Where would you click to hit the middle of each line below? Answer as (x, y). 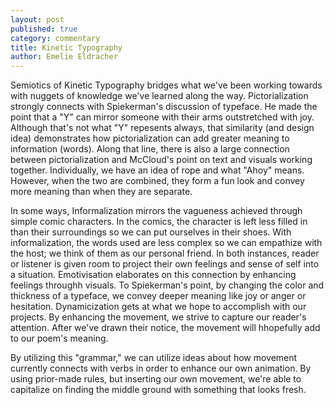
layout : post (37, 19)
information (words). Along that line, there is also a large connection (150, 149)
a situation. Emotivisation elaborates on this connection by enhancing (153, 275)
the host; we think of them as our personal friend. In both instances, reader (165, 253)
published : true (44, 29)
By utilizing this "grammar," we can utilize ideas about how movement (154, 358)
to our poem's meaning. (59, 338)
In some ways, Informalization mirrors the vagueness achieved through (156, 211)
